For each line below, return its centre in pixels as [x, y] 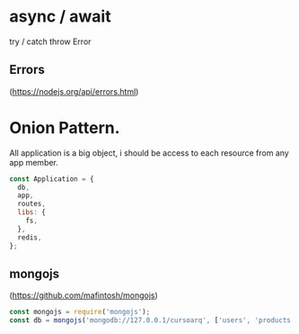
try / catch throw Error [50, 41]
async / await [60, 17]
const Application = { [52, 179]
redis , [30, 237]
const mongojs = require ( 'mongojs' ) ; [80, 312]
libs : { [32, 212]
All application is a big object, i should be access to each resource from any [149, 153]
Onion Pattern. [65, 127]
